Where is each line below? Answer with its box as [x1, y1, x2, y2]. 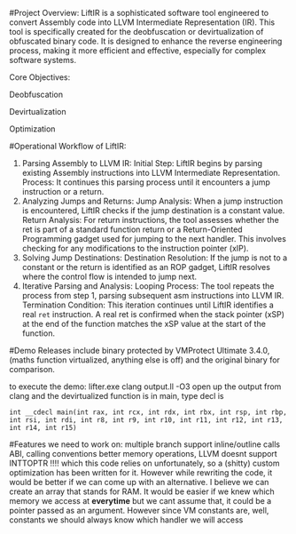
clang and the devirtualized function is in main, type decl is [9, 391, 224, 401]
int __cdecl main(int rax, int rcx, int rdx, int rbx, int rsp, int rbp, [9, 408, 288, 417]
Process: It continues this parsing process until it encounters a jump [21, 177, 270, 187]
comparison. [9, 364, 56, 374]
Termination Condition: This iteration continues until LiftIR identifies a [21, 299, 275, 310]
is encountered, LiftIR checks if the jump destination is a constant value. [21, 205, 285, 216]
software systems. [9, 55, 77, 65]
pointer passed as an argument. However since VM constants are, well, [9, 506, 269, 515]
